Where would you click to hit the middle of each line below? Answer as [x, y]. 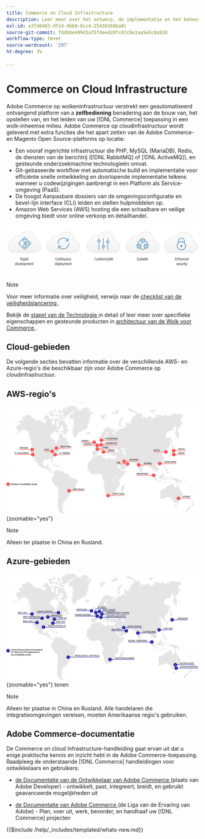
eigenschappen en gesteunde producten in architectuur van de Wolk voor [99, 321]
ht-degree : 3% [24, 52]
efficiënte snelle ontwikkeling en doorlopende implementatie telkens [101, 176]
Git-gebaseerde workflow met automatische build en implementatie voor [106, 170]
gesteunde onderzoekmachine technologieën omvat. [81, 164]
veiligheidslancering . [33, 303]
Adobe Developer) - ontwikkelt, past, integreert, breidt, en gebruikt [99, 786]
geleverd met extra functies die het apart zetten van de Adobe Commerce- [100, 132]
